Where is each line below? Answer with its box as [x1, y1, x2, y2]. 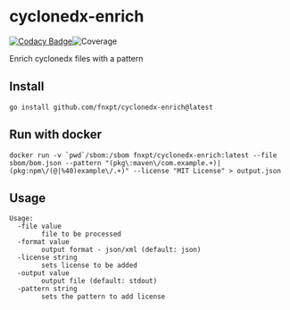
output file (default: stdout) [41, 277, 158, 286]
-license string [17, 253, 78, 263]
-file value [17, 222, 62, 231]
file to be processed [41, 230, 122, 239]
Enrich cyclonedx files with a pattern [9, 53, 144, 63]
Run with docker [9, 127, 103, 142]
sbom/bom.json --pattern [9, 158, 102, 167]
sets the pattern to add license [41, 292, 166, 301]
